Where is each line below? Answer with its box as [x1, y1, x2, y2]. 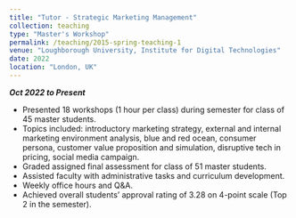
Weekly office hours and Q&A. [21, 180, 134, 190]
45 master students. [21, 113, 96, 125]
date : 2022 [9, 54, 50, 63]
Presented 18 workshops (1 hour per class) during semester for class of [21, 104, 285, 115]
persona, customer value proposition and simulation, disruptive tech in [21, 141, 282, 152]
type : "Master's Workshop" [9, 29, 110, 38]
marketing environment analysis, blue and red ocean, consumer [21, 133, 257, 143]
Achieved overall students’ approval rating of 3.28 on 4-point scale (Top [21, 189, 287, 200]
